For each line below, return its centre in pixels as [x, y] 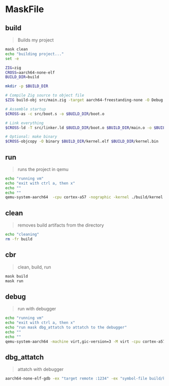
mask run [14, 281]
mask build [17, 276]
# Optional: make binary [31, 137]
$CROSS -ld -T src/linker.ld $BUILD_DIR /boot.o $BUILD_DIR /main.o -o [78, 128]
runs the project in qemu [43, 169]
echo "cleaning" [22, 235]
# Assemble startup [26, 109]
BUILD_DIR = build [22, 77]
